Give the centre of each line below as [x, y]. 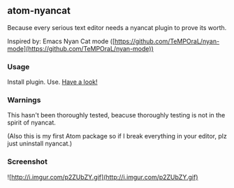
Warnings [24, 100]
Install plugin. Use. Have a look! [52, 82]
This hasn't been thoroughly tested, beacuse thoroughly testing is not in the [116, 115]
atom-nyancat [39, 11]
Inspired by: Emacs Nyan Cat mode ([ [61, 41]
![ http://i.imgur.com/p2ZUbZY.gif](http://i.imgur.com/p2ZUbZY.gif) [103, 177]
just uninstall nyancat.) [40, 144]
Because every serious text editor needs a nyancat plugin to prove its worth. [117, 27]
